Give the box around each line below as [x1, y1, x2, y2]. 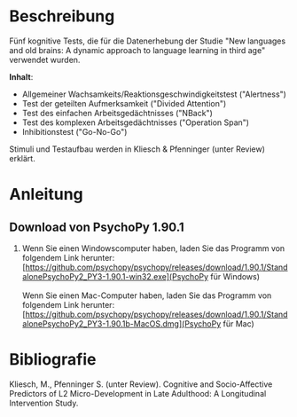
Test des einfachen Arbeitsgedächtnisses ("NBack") [21, 107, 213, 118]
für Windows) [210, 271, 260, 281]
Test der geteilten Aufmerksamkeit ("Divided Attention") [21, 98, 227, 108]
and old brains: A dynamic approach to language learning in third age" [9, 44, 266, 55]
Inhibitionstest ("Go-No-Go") [21, 126, 128, 137]
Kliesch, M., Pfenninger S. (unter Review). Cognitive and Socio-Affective [9, 379, 273, 389]
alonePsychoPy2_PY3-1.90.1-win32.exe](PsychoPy [21, 271, 209, 281]
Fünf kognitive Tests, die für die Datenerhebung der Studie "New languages [9, 35, 286, 46]
